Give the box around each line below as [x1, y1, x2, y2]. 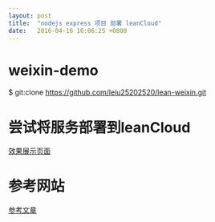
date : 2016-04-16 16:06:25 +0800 [8, 26, 128, 34]
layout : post [8, 11, 52, 20]
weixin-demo [8, 61, 99, 79]
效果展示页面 [8, 146, 51, 156]
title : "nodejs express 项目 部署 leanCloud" [8, 19, 162, 27]
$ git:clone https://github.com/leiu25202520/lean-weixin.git [8, 87, 207, 97]
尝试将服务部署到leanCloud [8, 118, 191, 136]
